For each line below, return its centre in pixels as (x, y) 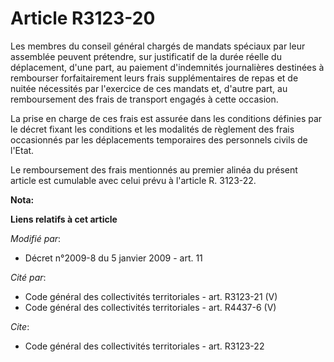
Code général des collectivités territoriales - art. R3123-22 (144, 346)
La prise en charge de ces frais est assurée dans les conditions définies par (166, 118)
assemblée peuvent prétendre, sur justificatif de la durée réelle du (146, 56)
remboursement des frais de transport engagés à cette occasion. (144, 99)
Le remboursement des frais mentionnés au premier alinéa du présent (154, 169)
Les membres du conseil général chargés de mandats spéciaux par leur (158, 46)
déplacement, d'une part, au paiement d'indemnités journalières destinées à (167, 67)
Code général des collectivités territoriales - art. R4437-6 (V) (150, 307)
